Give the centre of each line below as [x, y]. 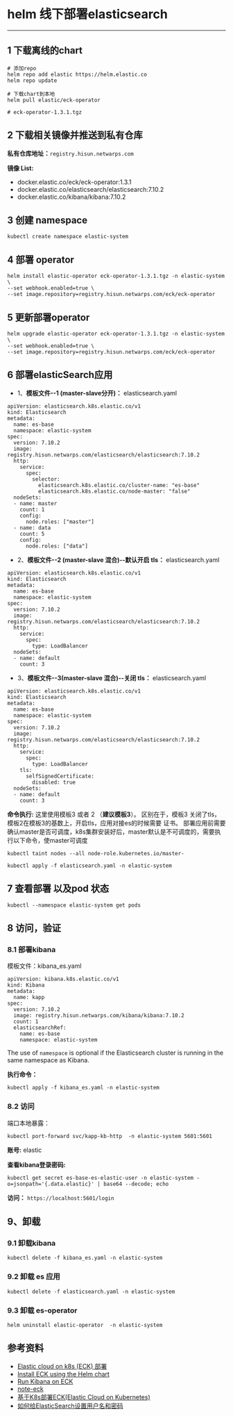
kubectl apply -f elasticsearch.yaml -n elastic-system [89, 866]
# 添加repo [22, 68]
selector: [46, 479]
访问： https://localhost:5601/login [61, 1197]
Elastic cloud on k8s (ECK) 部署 [62, 1366]
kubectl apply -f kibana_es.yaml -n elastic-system [83, 1088]
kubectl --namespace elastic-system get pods [74, 905]
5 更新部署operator [49, 317]
